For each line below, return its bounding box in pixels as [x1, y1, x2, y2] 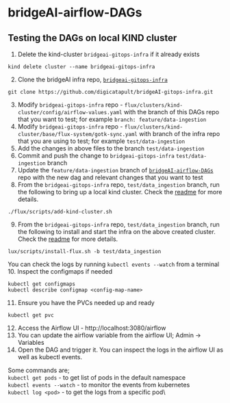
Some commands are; [8, 366, 70, 374]
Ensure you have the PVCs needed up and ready [17, 299, 155, 307]
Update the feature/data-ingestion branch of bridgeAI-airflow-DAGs [17, 166, 214, 174]
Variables [17, 339, 44, 346]
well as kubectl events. [17, 353, 83, 361]
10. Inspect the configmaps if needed [8, 268, 113, 275]
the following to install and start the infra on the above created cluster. [17, 228, 216, 235]
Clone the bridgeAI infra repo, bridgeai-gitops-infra [17, 75, 168, 83]
